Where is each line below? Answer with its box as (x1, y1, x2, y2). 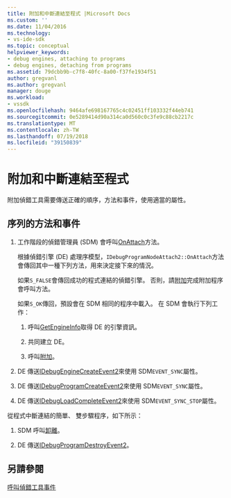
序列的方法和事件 (7, 218, 80, 230)
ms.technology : (7, 29, 51, 37)
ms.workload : (7, 94, 45, 101)
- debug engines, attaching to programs (7, 56, 126, 63)
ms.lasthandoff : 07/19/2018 (7, 133, 89, 140)
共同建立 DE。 (27, 338, 69, 346)
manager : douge (7, 88, 51, 94)
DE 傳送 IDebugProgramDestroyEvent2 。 (17, 440, 133, 449)
